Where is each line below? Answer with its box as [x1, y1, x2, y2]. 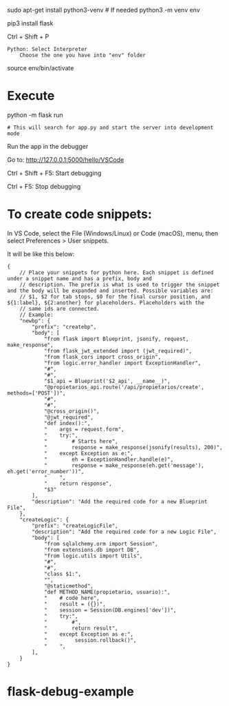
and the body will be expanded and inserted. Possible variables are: [7, 287, 214, 294]
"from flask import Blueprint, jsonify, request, [43, 335, 189, 342]
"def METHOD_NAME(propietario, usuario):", [43, 588, 171, 595]
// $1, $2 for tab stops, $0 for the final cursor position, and [19, 293, 211, 300]
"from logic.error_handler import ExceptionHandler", [43, 360, 201, 366]
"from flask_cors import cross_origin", [43, 353, 162, 360]
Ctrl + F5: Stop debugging [7, 182, 81, 190]
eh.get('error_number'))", [7, 468, 85, 475]
